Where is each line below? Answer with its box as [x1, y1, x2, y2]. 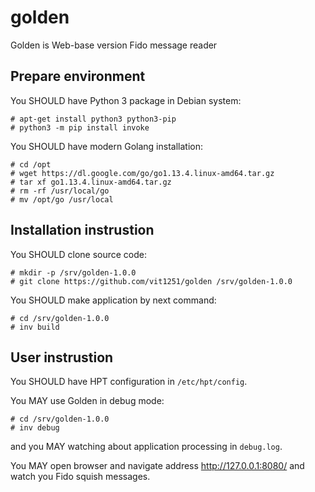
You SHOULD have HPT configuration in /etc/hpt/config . [10, 376, 248, 388]
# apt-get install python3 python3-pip [10, 114, 177, 124]
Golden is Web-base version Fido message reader [10, 39, 218, 51]
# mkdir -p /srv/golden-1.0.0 [10, 267, 137, 278]
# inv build [10, 322, 60, 332]
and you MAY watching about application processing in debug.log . [10, 441, 283, 453]
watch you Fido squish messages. [10, 471, 151, 483]
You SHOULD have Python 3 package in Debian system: [10, 94, 242, 106]
